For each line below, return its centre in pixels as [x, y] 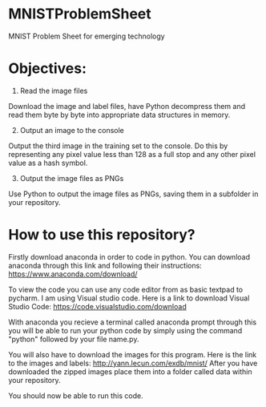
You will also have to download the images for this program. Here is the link [133, 354]
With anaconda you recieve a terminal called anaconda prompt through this [133, 322]
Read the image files [54, 91]
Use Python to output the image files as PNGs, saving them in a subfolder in [133, 194]
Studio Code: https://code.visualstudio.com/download [97, 306]
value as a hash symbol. [48, 163]
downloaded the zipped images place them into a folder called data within [130, 371]
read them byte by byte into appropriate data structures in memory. [119, 115]
